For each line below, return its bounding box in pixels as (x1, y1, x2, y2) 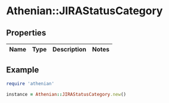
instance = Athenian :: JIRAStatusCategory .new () (6, 91, 127, 97)
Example (6, 65, 39, 75)
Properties (6, 28, 46, 38)
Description (52, 46, 86, 53)
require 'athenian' (6, 81, 55, 86)
